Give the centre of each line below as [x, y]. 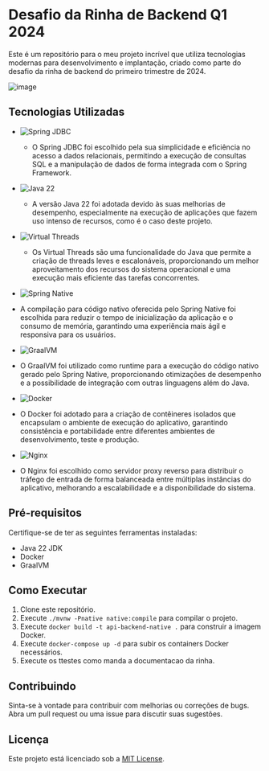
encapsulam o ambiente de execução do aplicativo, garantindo [124, 422]
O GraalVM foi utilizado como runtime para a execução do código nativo [139, 365]
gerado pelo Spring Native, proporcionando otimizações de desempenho [141, 374]
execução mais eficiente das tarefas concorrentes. [116, 277]
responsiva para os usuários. [68, 334]
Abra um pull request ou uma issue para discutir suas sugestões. [116, 714]
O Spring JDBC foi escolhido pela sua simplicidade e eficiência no [141, 147]
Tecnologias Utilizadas [67, 112]
